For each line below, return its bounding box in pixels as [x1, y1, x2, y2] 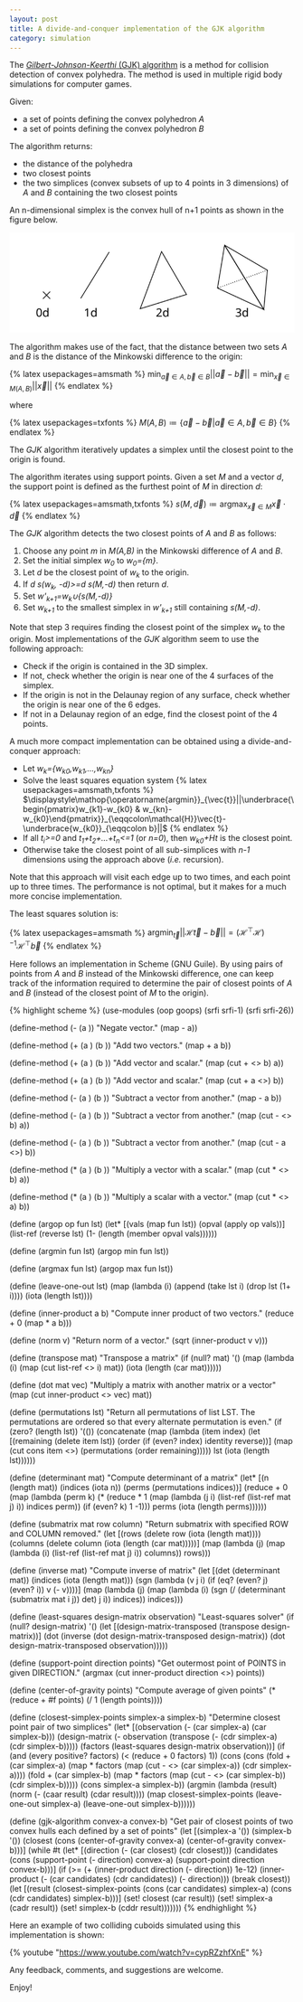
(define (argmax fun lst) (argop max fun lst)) [9, 1262, 174, 1274]
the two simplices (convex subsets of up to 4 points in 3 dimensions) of [22, 177, 289, 189]
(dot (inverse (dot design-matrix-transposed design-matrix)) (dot [43, 1630, 286, 1641]
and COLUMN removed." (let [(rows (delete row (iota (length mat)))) [9, 1528, 261, 1539]
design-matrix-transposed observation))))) [9, 1639, 169, 1650]
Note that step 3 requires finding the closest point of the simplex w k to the [9, 622, 286, 635]
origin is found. [9, 454, 66, 465]
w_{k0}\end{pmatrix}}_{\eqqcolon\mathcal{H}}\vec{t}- [22, 813, 226, 824]
